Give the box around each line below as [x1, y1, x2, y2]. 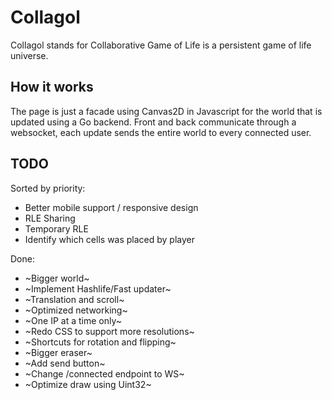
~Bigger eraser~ [24, 346, 93, 358]
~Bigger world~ [24, 272, 90, 284]
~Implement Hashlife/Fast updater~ [24, 282, 172, 295]
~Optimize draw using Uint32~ [24, 378, 152, 390]
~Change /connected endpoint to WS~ [24, 367, 185, 380]
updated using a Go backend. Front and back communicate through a [10, 116, 297, 128]
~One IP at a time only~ [24, 314, 122, 326]
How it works [10, 79, 94, 96]
